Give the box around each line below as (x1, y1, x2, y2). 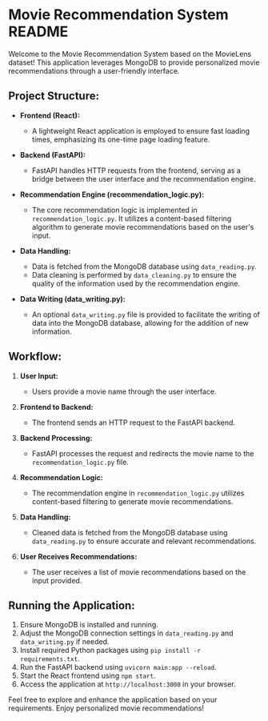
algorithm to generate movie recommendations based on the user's (31, 222, 254, 231)
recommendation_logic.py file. (31, 457, 130, 467)
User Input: (19, 371, 58, 381)
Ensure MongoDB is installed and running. (19, 620, 158, 630)
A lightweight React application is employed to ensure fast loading (31, 126, 250, 135)
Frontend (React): (19, 110, 80, 120)
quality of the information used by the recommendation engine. (31, 278, 241, 288)
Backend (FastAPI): (19, 150, 86, 159)
